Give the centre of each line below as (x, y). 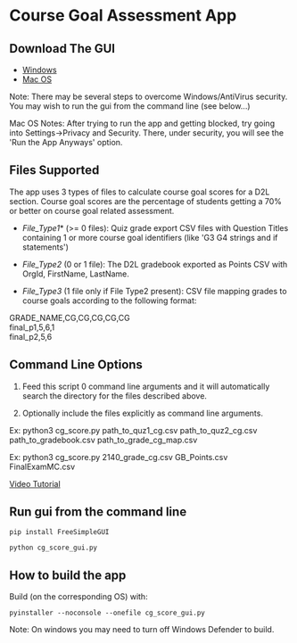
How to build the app (68, 575)
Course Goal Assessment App (123, 16)
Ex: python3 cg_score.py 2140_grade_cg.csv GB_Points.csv (119, 457)
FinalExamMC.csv (42, 466)
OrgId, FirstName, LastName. (75, 274)
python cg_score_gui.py (54, 548)
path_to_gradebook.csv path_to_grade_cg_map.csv (103, 440)
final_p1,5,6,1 (32, 327)
